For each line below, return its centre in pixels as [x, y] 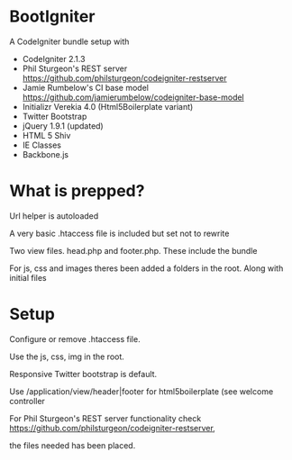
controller [27, 401]
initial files [28, 277]
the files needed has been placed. [73, 445]
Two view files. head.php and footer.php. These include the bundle [133, 250]
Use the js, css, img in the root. [67, 356]
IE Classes [41, 145]
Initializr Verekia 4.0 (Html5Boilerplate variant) [108, 106]
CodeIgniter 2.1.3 [54, 59]
